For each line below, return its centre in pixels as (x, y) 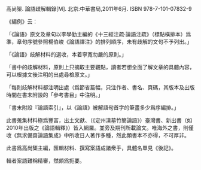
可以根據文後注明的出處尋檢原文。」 (49, 75)
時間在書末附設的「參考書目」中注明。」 (55, 95)
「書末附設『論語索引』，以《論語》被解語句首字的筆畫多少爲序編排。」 (93, 107)
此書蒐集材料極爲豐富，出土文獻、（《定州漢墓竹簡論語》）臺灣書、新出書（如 (99, 120)
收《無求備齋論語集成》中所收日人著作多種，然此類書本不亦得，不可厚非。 (98, 135)
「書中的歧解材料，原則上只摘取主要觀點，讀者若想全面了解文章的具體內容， (100, 67)
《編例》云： (22, 22)
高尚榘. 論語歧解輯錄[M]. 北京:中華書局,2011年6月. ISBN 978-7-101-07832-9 (99, 9)
